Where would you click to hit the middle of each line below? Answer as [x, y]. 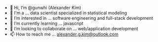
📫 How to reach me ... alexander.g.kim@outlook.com [64, 34]
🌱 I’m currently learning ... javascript [46, 23]
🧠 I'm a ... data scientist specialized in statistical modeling [68, 13]
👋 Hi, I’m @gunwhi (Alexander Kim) [45, 8]
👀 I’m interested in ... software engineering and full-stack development [81, 18]
